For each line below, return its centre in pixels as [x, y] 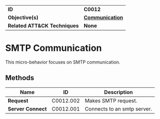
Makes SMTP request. [111, 100]
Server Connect [27, 109]
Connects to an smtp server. [118, 109]
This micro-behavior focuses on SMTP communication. [63, 62]
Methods [20, 78]
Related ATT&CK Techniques [43, 26]
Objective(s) [23, 17]
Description [118, 92]
